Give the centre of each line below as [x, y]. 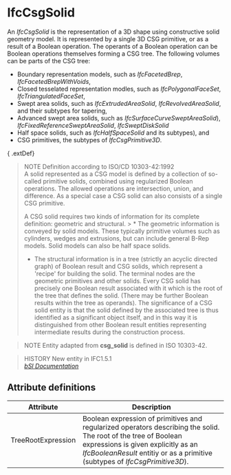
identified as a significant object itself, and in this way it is [116, 317]
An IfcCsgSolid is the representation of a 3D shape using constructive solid [113, 32]
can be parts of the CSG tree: [49, 60]
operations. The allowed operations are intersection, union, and [114, 188]
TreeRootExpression [43, 440]
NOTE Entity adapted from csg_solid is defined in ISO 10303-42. [115, 345]
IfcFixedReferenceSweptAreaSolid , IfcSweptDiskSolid [93, 125]
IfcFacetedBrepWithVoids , [54, 81]
